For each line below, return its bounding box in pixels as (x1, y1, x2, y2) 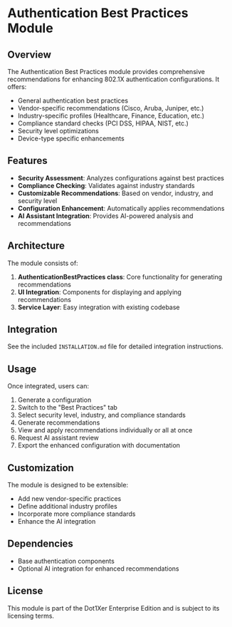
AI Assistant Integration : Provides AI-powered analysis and (17, 212, 194, 220)
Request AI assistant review (17, 433, 100, 442)
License (7, 585, 43, 597)
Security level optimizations (17, 127, 100, 135)
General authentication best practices (17, 96, 129, 105)
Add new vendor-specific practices (17, 494, 122, 503)
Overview (7, 48, 52, 61)
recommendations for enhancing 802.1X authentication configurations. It (7, 75, 220, 83)
